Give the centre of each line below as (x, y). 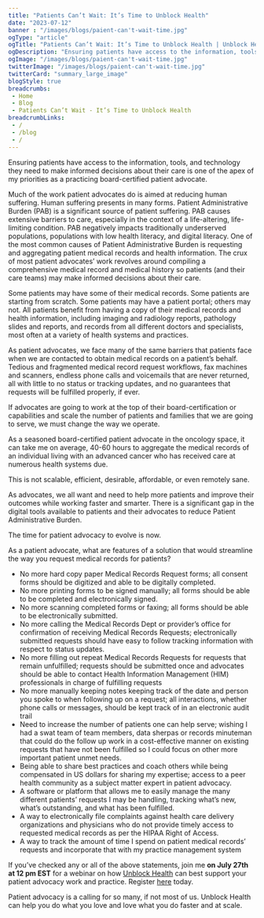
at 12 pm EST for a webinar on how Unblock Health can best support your (128, 873)
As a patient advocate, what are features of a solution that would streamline (130, 550)
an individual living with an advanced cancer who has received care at (122, 455)
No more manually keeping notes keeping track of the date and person (134, 691)
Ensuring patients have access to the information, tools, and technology (125, 162)
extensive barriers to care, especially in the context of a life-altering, (119, 219)
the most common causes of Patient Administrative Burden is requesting (125, 244)
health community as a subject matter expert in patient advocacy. (125, 783)
